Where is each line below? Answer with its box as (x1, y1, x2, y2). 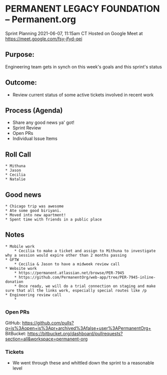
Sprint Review (12, 125, 42, 131)
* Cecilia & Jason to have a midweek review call (14, 261, 120, 267)
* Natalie (5, 177, 26, 182)
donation (5, 279, 24, 284)
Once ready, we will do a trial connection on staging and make (18, 283, 156, 288)
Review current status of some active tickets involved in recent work (12, 92, 154, 98)
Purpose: (5, 50, 35, 59)
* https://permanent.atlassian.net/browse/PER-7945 (14, 270, 124, 275)
